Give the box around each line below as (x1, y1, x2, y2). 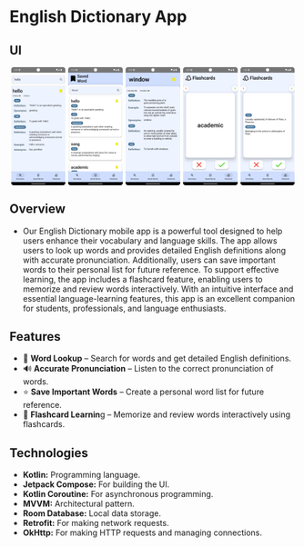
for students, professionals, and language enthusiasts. (22, 303, 227, 313)
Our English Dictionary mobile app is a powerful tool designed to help (22, 225, 283, 236)
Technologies (9, 445, 89, 461)
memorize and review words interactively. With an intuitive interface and (22, 283, 294, 294)
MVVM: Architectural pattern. (22, 498, 135, 510)
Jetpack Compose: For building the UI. (22, 479, 170, 490)
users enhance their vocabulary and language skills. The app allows (22, 234, 278, 246)
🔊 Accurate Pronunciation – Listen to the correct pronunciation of (22, 363, 274, 374)
